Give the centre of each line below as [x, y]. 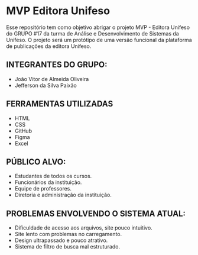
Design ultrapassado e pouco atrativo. [61, 240]
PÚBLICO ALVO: [36, 162]
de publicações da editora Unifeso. [49, 46]
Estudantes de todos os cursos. [53, 176]
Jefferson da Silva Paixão [46, 85]
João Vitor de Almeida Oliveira [52, 79]
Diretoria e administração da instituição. [63, 195]
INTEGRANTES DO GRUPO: [57, 65]
